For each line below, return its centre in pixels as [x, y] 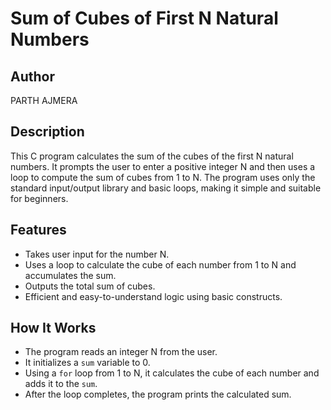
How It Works [53, 328]
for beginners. [39, 198]
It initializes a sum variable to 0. [87, 363]
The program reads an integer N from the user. [121, 352]
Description [47, 132]
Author [32, 76]
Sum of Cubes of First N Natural [144, 18]
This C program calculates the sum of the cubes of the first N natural [152, 156]
